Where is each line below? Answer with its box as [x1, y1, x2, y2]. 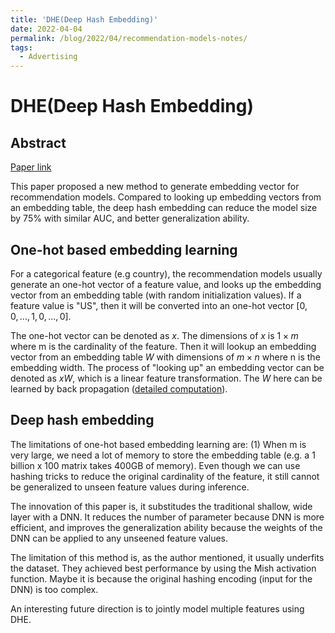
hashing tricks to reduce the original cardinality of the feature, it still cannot [10, 470, 320, 482]
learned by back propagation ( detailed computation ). [10, 382, 228, 395]
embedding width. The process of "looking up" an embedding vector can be [10, 361, 325, 373]
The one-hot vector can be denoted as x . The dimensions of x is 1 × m [10, 329, 299, 341]
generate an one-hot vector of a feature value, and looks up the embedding [10, 278, 322, 290]
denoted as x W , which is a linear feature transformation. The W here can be [10, 372, 323, 384]
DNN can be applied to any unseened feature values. [10, 532, 229, 544]
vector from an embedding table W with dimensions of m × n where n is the [10, 351, 321, 363]
